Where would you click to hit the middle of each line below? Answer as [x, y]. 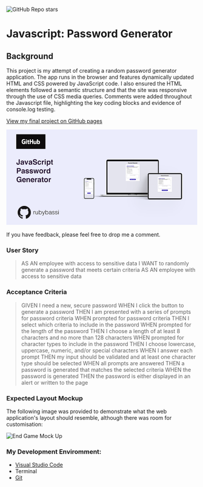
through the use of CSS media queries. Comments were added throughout [99, 96]
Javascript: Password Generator [89, 34]
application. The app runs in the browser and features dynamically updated [100, 77]
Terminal [26, 471]
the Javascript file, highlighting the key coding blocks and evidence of [94, 103]
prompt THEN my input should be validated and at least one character [108, 357]
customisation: [25, 424]
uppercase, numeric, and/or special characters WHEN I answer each [107, 350]
